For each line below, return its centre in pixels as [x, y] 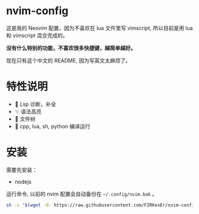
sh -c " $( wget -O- [29, 205]
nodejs [23, 181]
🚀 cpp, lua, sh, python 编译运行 [52, 126]
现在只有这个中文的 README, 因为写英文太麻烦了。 [69, 60]
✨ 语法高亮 [28, 111]
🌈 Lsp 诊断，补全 [35, 104]
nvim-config [37, 11]
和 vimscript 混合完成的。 [37, 35]
